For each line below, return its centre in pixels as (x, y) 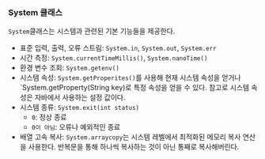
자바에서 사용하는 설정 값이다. (80, 97)
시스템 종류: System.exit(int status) (79, 108)
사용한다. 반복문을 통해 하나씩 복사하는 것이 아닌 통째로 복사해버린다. (134, 147)
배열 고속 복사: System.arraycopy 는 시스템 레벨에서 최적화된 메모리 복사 (130, 137)
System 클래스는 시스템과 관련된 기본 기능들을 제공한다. (92, 31)
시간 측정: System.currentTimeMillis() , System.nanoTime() (114, 58)
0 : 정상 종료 (49, 117)
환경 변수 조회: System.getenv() (70, 68)
